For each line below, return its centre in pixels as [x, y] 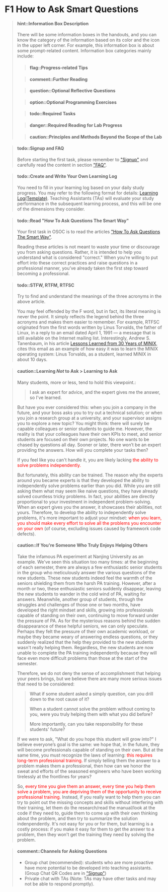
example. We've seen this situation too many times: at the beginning [88, 562]
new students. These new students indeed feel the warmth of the [85, 578]
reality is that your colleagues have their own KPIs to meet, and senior [89, 434]
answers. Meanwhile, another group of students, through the [80, 599]
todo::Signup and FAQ [40, 148]
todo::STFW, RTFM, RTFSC [46, 285]
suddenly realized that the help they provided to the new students [85, 642]
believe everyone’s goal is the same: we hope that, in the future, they [88, 744]
